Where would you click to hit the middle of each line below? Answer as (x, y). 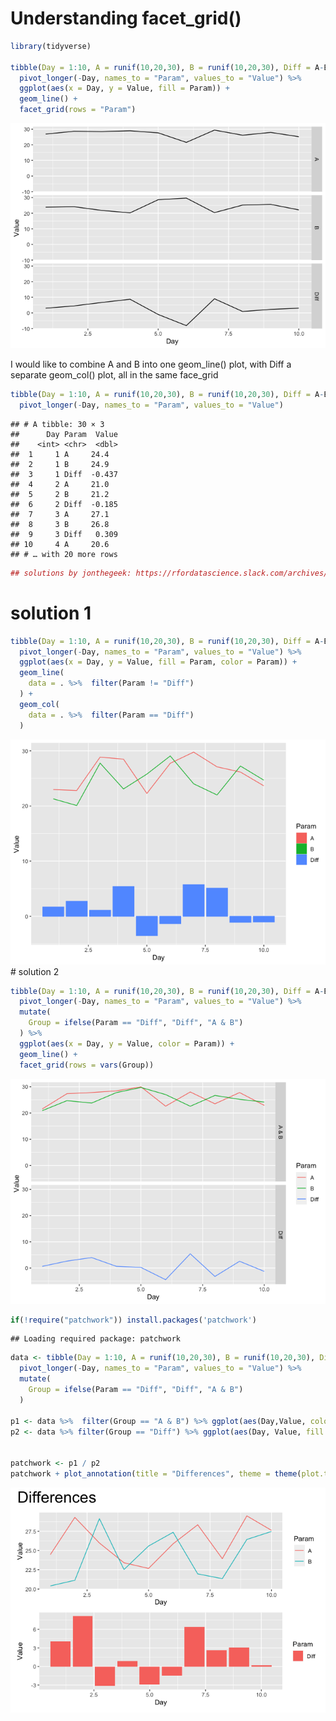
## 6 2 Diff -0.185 (64, 504)
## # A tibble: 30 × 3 (57, 424)
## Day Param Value (64, 434)
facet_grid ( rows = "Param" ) (78, 110)
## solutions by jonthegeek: (71, 573)
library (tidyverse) (51, 46)
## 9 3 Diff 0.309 (64, 534)
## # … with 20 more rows (64, 554)
